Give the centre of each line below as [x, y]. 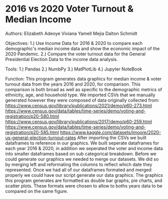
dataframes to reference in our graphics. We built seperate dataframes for [82, 143]
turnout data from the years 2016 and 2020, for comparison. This [73, 84]
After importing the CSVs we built [112, 138]
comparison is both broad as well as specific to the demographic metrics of [84, 89]
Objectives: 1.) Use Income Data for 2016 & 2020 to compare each [74, 43]
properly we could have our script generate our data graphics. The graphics [84, 175]
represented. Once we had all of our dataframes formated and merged [78, 170]
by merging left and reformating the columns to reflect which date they [79, 164]
